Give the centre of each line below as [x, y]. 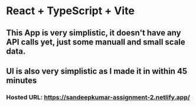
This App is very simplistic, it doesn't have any [94, 33]
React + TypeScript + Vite [70, 11]
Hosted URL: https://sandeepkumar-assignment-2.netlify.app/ [98, 97]
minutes [22, 80]
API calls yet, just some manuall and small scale [96, 42]
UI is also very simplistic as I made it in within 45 [97, 71]
